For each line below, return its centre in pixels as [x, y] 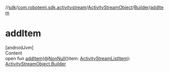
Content [14, 53]
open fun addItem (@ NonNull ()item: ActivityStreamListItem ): [68, 58]
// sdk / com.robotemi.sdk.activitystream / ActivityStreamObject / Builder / [78, 7]
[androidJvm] [20, 47]
